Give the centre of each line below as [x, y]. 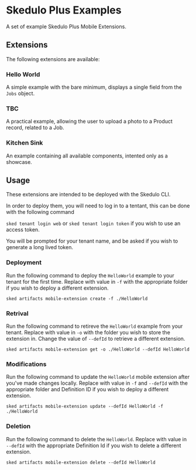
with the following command [40, 212]
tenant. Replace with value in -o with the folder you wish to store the [88, 333]
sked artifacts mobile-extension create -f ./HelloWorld [77, 298]
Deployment [24, 263]
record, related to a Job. [35, 127]
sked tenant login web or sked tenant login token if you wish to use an [93, 223]
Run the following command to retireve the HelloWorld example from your [94, 326]
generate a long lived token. [39, 247]
